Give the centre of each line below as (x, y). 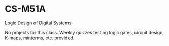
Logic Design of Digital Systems (38, 23)
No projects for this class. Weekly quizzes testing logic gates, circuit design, (84, 32)
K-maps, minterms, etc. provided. (40, 38)
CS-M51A (25, 9)
